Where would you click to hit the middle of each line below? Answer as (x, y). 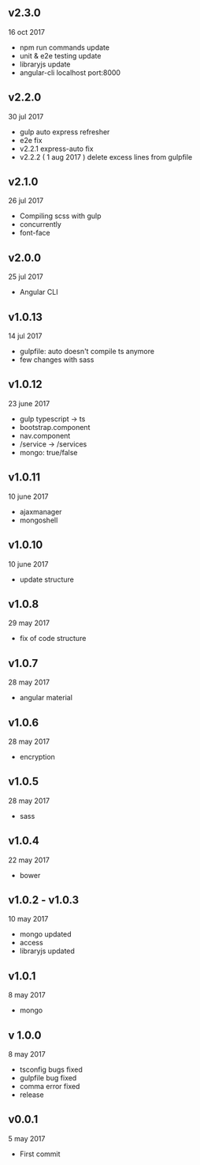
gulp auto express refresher (65, 132)
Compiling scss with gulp (60, 216)
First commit (40, 1154)
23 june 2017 (29, 403)
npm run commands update (65, 47)
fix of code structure (53, 639)
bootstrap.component (55, 427)
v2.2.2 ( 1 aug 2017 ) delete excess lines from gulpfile (106, 156)
